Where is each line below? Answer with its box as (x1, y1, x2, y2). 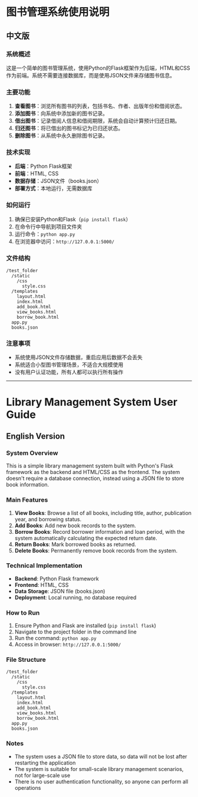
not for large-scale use (14, 772, 71, 779)
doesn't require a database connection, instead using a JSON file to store (6, 475, 184, 482)
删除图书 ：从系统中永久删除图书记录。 (14, 132, 108, 139)
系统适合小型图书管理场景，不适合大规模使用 (14, 361, 124, 368)
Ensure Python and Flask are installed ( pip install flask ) (14, 622, 156, 629)
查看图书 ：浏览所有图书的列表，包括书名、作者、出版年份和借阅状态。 (14, 103, 186, 110)
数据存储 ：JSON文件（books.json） (14, 178, 102, 185)
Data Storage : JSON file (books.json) (14, 587, 105, 595)
